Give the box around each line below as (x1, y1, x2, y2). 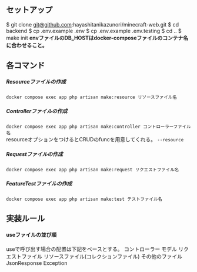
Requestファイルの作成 (6, 150, 64, 157)
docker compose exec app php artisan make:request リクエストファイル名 (6, 167, 179, 173)
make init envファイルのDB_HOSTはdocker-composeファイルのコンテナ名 (6, 34, 189, 41)
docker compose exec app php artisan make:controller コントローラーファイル (6, 124, 191, 130)
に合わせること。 (6, 41, 48, 48)
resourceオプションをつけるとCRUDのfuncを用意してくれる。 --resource (6, 136, 184, 143)
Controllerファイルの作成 (6, 107, 68, 114)
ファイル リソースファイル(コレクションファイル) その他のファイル (21, 253, 182, 260)
